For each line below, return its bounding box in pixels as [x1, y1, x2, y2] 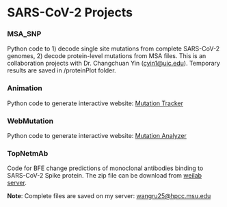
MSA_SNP [7, 29, 42, 39]
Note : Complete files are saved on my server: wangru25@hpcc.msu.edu [7, 192, 211, 200]
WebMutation [7, 116, 53, 126]
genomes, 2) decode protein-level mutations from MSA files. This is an [7, 52, 206, 60]
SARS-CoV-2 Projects [7, 5, 133, 20]
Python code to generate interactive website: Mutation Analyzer [7, 132, 187, 140]
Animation [7, 83, 42, 93]
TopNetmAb [7, 149, 49, 158]
